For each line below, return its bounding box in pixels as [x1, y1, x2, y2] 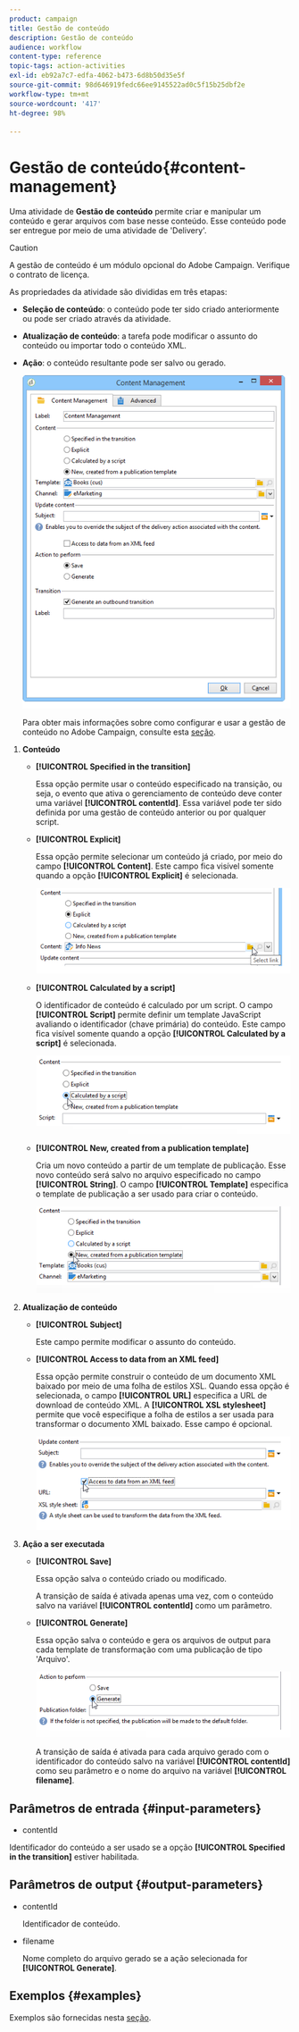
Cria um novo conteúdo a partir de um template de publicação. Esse [35, 1160, 287, 1171]
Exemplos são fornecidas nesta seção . [9, 2011, 152, 2023]
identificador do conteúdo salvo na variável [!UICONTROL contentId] [35, 1756, 291, 1767]
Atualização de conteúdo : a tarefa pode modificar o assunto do [21, 331, 258, 341]
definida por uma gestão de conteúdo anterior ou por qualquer [35, 807, 266, 818]
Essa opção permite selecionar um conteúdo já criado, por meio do [35, 851, 283, 861]
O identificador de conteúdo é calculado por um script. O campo [35, 999, 274, 1010]
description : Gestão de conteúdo [9, 33, 134, 42]
